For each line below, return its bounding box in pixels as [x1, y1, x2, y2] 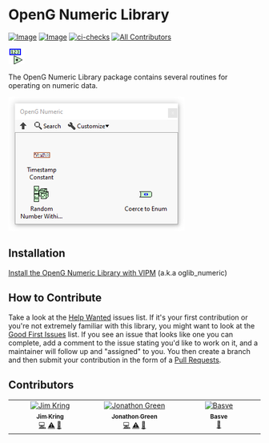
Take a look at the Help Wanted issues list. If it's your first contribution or [8, 312, 248, 322]
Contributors [8, 378, 74, 392]
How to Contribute [8, 291, 102, 305]
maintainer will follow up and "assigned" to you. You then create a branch [8, 346, 251, 356]
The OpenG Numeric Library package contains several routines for [8, 72, 228, 82]
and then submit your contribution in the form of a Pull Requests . [8, 355, 222, 364]
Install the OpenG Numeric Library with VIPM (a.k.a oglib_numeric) [8, 268, 228, 277]
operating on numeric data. [8, 80, 98, 90]
